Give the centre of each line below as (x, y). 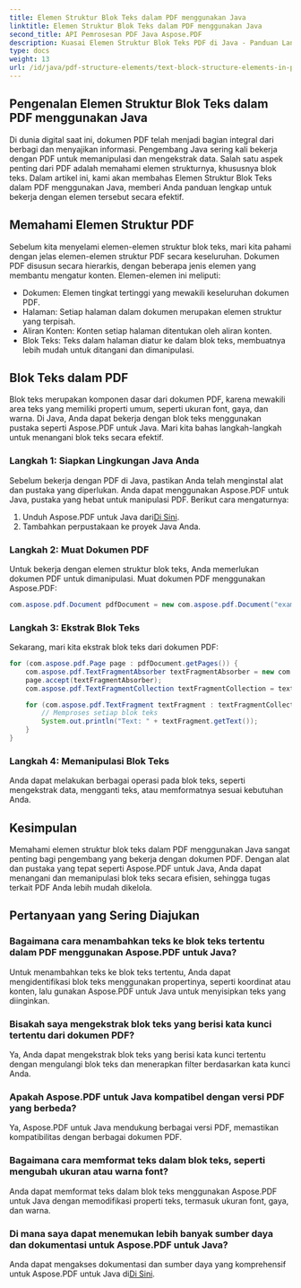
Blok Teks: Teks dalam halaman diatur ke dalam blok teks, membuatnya (154, 340)
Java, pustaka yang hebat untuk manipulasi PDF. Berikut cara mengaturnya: (149, 500)
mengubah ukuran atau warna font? (89, 1171)
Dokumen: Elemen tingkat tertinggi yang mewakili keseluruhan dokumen (155, 292)
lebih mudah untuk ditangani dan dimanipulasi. (108, 350)
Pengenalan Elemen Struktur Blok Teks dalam (139, 104)
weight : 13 (30, 59)
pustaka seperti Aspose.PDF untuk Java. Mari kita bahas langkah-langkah (146, 428)
